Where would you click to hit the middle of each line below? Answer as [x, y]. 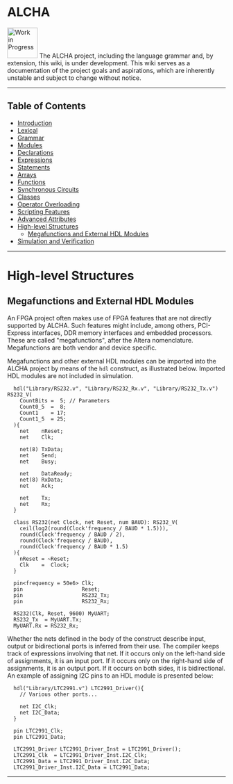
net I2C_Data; [40, 712]
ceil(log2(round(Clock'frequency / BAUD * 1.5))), [94, 528]
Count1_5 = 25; [43, 419]
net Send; [38, 455]
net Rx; [35, 504]
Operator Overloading [48, 204]
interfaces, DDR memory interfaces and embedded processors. [122, 333]
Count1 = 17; [43, 413]
